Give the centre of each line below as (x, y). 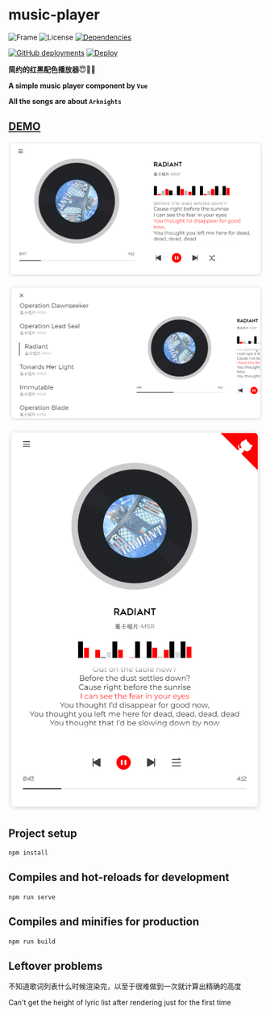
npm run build (32, 942)
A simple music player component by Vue (78, 86)
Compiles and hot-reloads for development (119, 877)
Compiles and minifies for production (104, 922)
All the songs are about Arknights (65, 101)
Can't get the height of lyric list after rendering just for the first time (120, 1003)
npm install (28, 853)
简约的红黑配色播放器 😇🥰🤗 (52, 69)
